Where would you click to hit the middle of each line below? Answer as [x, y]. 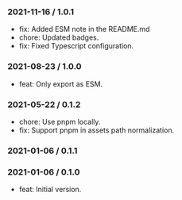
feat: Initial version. [50, 190]
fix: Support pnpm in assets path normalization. [97, 130]
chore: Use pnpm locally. [60, 121]
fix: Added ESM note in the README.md [84, 29]
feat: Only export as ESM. [61, 84]
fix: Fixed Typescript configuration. [76, 46]
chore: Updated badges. [59, 37]
